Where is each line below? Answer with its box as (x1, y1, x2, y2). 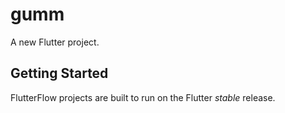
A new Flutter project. (10, 36, 100, 48)
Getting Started (10, 65, 109, 82)
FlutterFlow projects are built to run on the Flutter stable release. (10, 91, 276, 103)
